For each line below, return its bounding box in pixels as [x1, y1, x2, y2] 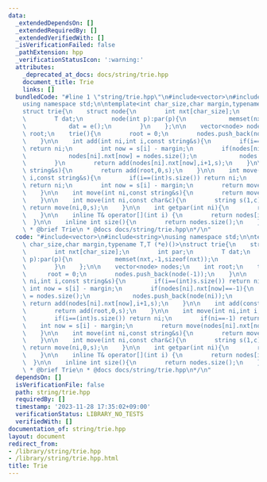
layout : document [8, 432, 66, 441]
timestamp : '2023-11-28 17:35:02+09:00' [15, 403, 151, 411]
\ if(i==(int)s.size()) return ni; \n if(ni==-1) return [22, 314, 261, 322]
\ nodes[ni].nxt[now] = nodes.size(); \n [22, 152, 197, 160]
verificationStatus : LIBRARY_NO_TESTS [15, 411, 145, 418]
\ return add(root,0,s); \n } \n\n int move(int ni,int [22, 307, 250, 314]
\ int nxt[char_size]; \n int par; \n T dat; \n [22, 248, 250, 256]
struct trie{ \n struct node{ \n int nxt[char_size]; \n [22, 108, 240, 116]
